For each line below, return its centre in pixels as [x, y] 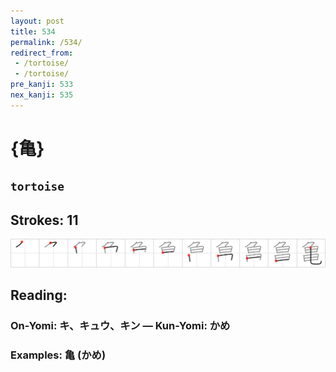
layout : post [37, 21]
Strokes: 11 [44, 220]
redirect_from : [42, 53]
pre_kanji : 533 [42, 85]
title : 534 [33, 31]
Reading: [39, 295]
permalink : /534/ [46, 42]
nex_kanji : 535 [42, 95]
